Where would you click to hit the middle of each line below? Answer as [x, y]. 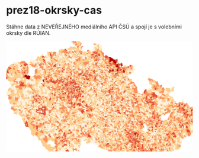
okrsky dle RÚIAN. [28, 33]
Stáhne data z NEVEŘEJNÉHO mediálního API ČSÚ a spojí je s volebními [94, 27]
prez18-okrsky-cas [54, 10]
